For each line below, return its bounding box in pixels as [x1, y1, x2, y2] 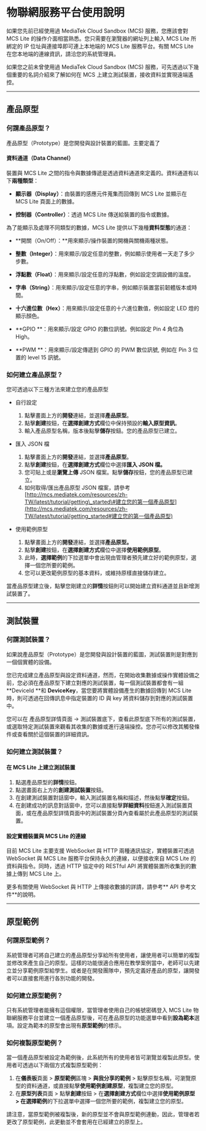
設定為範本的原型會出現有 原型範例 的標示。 [17, 1022, 124, 1030]
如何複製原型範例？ [6, 1039, 63, 1047]
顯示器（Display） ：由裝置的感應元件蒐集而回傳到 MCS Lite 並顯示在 [15, 190, 188, 197]
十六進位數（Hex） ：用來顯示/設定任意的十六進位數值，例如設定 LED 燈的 [15, 304, 199, 312]
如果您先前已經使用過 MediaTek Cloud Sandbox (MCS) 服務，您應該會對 [6, 27, 189, 34]
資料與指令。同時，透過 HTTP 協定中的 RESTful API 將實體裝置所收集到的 [6, 862, 191, 870]
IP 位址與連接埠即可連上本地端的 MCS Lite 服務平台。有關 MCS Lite [23, 42, 194, 50]
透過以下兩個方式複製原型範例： [22, 1062, 103, 1069]
